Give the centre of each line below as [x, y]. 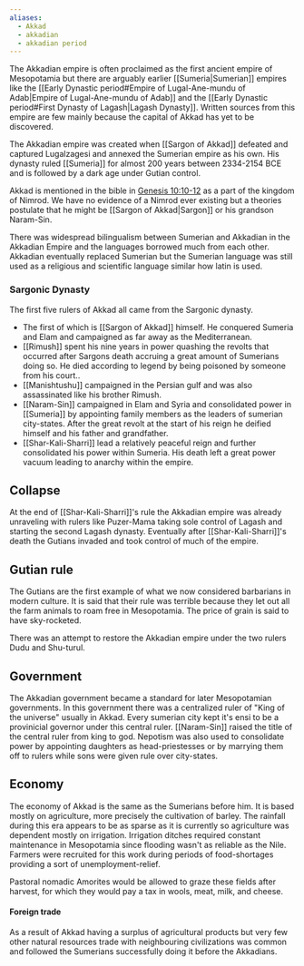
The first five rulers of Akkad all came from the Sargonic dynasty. [132, 309]
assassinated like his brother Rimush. [92, 395]
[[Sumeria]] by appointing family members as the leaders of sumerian [152, 414]
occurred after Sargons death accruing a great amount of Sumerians [151, 356]
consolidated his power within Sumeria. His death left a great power [149, 452]
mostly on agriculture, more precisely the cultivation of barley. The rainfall [147, 815]
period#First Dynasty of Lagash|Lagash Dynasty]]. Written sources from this [152, 107]
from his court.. [51, 375]
